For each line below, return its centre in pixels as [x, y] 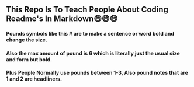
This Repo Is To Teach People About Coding [87, 10]
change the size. [27, 40]
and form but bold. [29, 59]
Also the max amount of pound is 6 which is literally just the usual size [93, 53]
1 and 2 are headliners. [34, 79]
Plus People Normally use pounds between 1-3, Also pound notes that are [97, 73]
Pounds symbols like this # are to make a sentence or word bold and [90, 33]
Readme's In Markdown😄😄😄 [62, 19]
